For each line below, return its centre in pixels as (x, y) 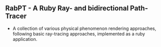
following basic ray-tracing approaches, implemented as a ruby (79, 34)
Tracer (16, 16)
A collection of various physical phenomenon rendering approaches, (84, 28)
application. (25, 39)
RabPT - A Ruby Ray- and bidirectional (67, 8)
